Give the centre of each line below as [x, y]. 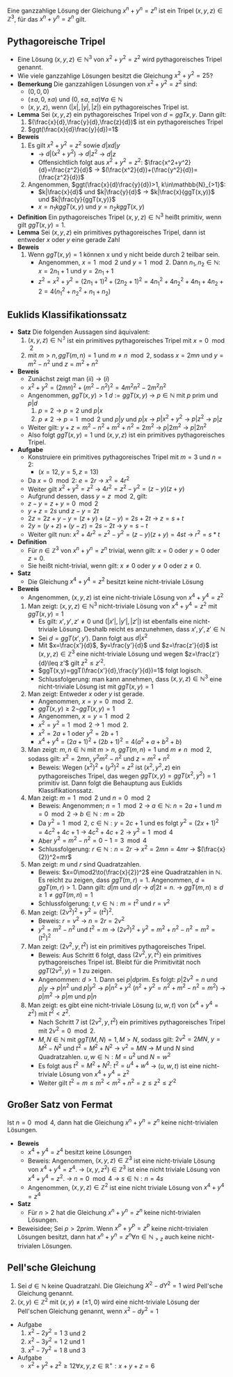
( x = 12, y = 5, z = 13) [68, 472]
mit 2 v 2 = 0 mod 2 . [67, 1030]
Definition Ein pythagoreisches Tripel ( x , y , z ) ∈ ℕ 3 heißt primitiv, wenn [119, 216]
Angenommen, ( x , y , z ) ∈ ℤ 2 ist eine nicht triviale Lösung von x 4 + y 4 [126, 1186]
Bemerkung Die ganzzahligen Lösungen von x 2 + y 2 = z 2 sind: [107, 83]
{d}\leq [48, 663]
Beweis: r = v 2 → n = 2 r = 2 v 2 [81, 920]
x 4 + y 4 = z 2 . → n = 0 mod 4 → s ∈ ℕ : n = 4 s [95, 1178]
